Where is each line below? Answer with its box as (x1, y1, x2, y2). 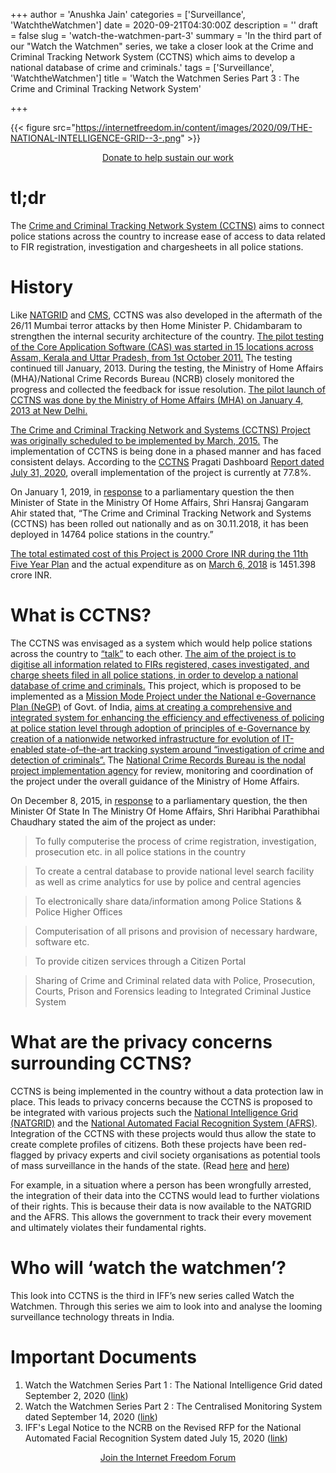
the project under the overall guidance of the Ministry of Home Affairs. (10, 775, 300, 787)
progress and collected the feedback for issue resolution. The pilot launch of (10, 383, 326, 395)
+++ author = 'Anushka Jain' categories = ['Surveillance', (10, 9, 246, 20)
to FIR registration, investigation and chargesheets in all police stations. (10, 240, 304, 253)
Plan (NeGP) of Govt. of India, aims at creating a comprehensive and (10, 700, 293, 713)
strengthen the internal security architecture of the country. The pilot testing (10, 330, 325, 342)
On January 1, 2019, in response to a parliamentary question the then (10, 485, 295, 498)
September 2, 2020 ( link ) (24, 1389, 129, 1401)
